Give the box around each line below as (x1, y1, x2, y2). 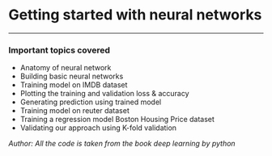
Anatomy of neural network (19, 63, 112, 73)
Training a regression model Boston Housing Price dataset (19, 115, 215, 124)
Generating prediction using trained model (19, 97, 162, 107)
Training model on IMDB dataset (19, 80, 128, 90)
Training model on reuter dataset (19, 106, 130, 116)
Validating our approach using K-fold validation (19, 123, 176, 133)
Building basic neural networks (19, 71, 124, 82)
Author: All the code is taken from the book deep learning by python (8, 139, 236, 149)
